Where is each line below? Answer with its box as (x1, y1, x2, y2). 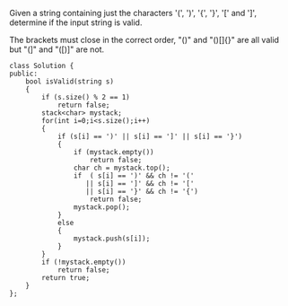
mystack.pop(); (73, 203, 130, 212)
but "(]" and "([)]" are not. (9, 44, 105, 55)
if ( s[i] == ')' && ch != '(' (73, 171, 195, 180)
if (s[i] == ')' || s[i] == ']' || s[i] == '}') (57, 132, 243, 141)
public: (9, 69, 39, 78)
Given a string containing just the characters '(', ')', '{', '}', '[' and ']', (9, 8, 257, 18)
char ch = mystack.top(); (73, 163, 170, 172)
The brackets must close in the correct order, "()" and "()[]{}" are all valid (9, 35, 280, 45)
